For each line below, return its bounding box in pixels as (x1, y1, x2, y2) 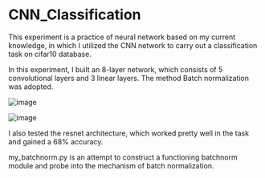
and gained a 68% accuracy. (8, 136, 104, 146)
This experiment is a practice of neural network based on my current (8, 32, 236, 42)
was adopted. (8, 82, 54, 91)
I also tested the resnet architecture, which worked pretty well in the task (8, 128, 250, 138)
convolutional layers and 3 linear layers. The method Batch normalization (8, 73, 250, 83)
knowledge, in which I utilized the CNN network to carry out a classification (8, 40, 258, 50)
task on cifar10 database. (8, 49, 92, 59)
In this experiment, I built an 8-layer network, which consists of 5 (8, 64, 223, 74)
